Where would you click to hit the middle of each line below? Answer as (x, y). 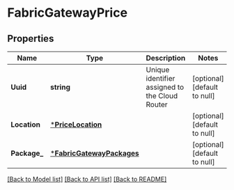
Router (157, 104)
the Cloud (162, 96)
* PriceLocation (76, 125)
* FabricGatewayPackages (94, 153)
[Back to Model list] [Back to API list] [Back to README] (87, 179)
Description (166, 58)
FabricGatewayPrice (67, 13)
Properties (31, 39)
